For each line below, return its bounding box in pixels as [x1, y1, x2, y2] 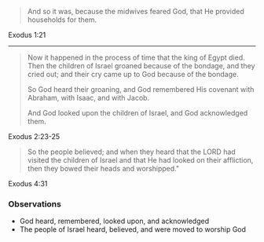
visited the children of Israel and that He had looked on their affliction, [27, 156, 254, 164]
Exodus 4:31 [8, 179, 48, 188]
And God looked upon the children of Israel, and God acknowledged [27, 108, 248, 117]
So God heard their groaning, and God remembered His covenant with [27, 85, 255, 93]
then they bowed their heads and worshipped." [27, 164, 179, 173]
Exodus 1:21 [8, 31, 46, 39]
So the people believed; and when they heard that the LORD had [27, 147, 236, 156]
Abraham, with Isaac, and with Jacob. [27, 93, 150, 102]
